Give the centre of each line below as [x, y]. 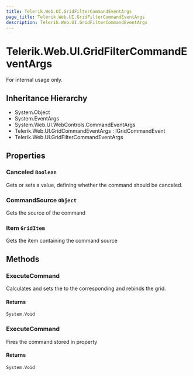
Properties [26, 156]
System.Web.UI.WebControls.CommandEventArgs [75, 125]
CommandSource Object [42, 200]
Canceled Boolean [32, 172]
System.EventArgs [37, 119]
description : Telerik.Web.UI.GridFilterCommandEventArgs [77, 22]
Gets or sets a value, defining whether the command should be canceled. [94, 185]
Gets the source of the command [46, 213]
